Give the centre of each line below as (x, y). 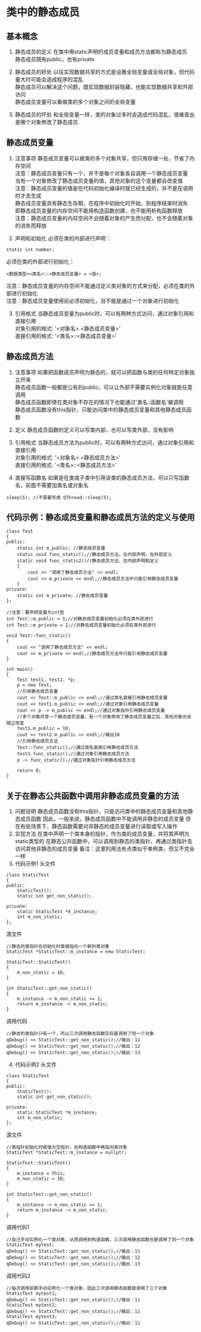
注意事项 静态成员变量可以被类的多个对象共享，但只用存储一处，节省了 (102, 158)
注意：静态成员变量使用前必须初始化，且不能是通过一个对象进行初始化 (93, 300)
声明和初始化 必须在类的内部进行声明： (63, 238)
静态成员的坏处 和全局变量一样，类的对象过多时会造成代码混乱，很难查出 (105, 115)
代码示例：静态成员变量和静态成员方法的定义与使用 (100, 517)
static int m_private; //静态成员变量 (63, 596)
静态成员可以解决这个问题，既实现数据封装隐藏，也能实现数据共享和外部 (104, 87)
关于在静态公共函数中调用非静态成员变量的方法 (93, 796)
